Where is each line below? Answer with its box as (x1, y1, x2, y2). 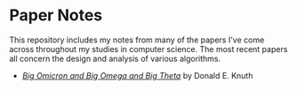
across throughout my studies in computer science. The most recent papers (9, 43, 288, 54)
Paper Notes (9, 5, 103, 26)
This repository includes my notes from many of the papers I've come (9, 34, 265, 45)
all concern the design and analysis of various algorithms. (9, 53, 221, 64)
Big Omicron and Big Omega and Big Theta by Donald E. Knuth (21, 70, 253, 80)
